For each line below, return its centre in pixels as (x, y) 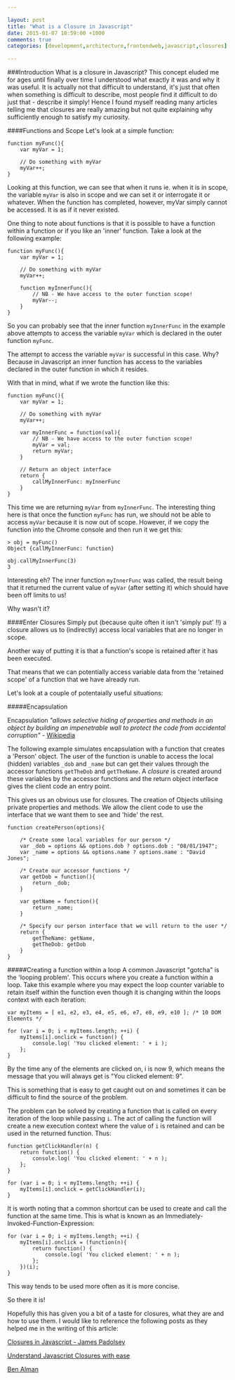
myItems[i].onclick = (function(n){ (74, 1243)
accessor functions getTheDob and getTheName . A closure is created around (115, 771)
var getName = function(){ (59, 902)
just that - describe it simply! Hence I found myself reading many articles (112, 102)
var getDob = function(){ (58, 877)
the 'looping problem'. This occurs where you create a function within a (110, 977)
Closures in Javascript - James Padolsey (66, 1342)
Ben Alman (23, 1369)
